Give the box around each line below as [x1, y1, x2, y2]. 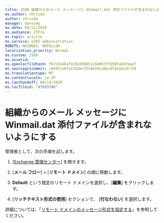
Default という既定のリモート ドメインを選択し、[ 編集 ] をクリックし [12, 179, 150, 186]
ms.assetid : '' [5, 57, 36, 62]
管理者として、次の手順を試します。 [5, 149, 77, 155]
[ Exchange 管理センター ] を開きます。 [12, 159, 89, 165]
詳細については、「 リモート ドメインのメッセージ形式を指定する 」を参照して [5, 206, 158, 213]
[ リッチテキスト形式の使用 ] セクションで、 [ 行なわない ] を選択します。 [12, 196, 154, 202]
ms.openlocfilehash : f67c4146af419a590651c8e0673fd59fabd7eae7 [5, 62, 137, 67]
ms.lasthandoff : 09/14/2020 [5, 80, 62, 85]
